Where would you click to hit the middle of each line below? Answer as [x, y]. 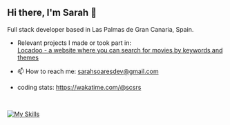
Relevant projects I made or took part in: [74, 43]
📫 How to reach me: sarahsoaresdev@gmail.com [88, 71]
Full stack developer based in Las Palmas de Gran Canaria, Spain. [100, 29]
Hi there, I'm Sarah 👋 [52, 13]
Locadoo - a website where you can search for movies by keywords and [120, 50]
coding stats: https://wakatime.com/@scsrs [79, 87]
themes [28, 57]
